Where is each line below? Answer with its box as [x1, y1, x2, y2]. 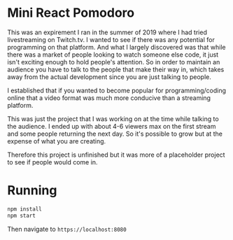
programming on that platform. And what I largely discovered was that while [7, 43, 226, 51]
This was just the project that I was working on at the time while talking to [7, 114, 219, 123]
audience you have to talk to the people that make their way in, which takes [7, 65, 225, 73]
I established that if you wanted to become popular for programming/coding [7, 86, 226, 94]
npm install [7, 205, 42, 213]
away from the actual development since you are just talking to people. [7, 72, 212, 81]
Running [7, 183, 57, 199]
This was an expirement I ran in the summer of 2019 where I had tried [7, 28, 208, 36]
